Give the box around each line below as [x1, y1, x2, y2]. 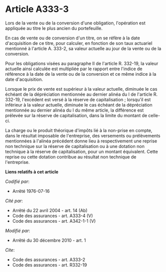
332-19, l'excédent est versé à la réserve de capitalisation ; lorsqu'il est [5, 96, 151, 103]
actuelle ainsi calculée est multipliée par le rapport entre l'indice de [5, 66, 143, 72]
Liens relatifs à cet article [5, 168, 59, 175]
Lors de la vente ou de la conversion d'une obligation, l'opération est [5, 20, 146, 26]
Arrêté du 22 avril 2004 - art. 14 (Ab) [12, 207, 88, 213]
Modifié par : [5, 228, 31, 234]
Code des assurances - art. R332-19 [12, 262, 87, 268]
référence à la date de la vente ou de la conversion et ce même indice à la [5, 71, 157, 77]
